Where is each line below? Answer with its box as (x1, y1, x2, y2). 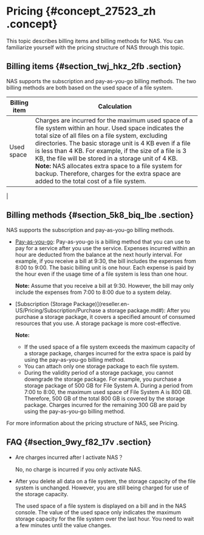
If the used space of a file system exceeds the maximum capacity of (24, 343, 195, 350)
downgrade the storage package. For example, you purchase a (24, 375, 182, 383)
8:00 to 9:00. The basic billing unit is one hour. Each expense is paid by (15, 264, 194, 271)
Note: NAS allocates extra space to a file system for (35, 162, 183, 170)
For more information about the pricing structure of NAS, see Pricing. (6, 419, 179, 426)
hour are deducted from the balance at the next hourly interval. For (15, 251, 183, 258)
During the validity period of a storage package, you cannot (24, 369, 174, 376)
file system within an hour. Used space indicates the (35, 123, 184, 132)
